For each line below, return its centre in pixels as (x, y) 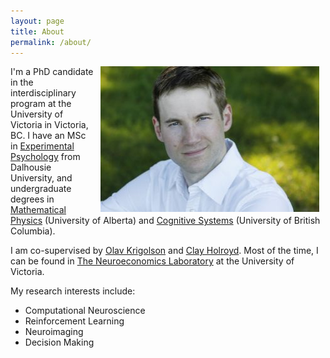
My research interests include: (73, 291)
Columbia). (33, 231)
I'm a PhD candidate (52, 72)
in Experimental (42, 146)
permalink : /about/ (51, 42)
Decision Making (59, 342)
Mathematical (38, 210)
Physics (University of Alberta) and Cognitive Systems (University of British (165, 221)
